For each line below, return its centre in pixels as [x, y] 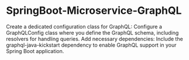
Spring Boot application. [35, 51]
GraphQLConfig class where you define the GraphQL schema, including [92, 32]
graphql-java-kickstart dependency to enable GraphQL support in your [91, 45]
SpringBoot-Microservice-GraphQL [94, 11]
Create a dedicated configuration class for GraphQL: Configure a [84, 27]
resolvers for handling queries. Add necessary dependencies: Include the [94, 39]
